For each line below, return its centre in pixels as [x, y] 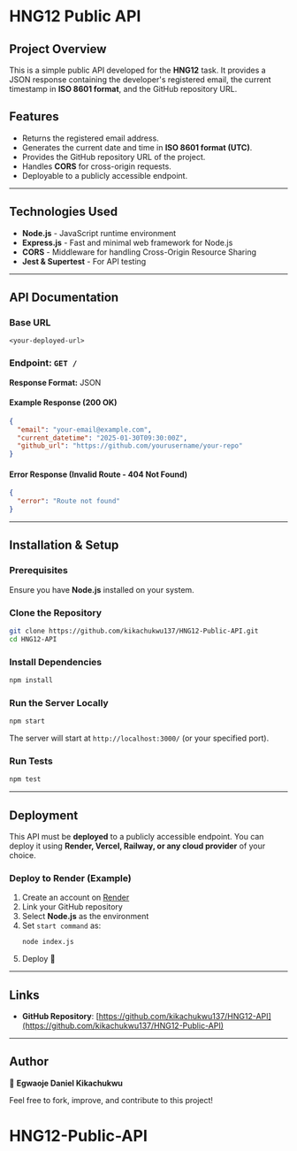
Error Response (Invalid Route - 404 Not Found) [99, 474]
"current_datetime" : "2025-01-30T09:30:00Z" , [103, 438]
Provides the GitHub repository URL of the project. [114, 157]
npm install [31, 680]
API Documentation [64, 298]
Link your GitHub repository [72, 907]
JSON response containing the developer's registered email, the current [140, 80]
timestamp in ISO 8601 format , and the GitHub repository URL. [123, 89]
